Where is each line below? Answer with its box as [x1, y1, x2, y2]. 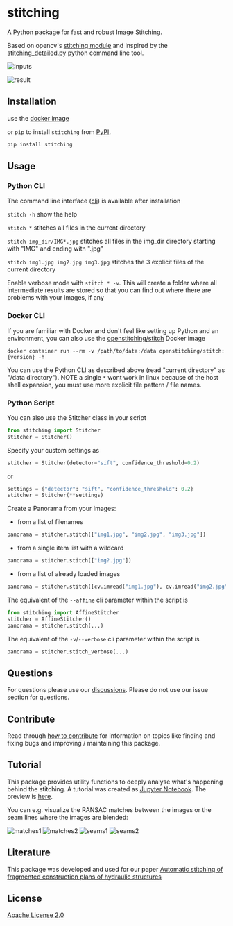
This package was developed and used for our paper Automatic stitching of [7, 865, 223, 873]
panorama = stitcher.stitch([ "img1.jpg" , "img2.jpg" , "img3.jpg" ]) [7, 531, 207, 539]
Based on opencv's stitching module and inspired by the [7, 41, 168, 49]
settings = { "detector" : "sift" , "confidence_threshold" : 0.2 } [7, 485, 194, 492]
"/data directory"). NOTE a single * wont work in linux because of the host [7, 373, 218, 381]
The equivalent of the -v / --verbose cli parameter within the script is [7, 634, 200, 643]
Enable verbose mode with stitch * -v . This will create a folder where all [7, 279, 217, 287]
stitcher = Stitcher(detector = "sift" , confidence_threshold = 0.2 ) [7, 460, 200, 466]
